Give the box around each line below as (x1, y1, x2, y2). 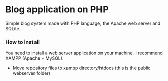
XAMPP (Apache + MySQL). (5, 55, 64, 61)
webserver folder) (12, 70, 51, 76)
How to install (5, 38, 40, 45)
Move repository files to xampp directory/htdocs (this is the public (12, 65, 151, 71)
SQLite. (5, 25, 21, 31)
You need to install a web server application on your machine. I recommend (5, 50, 163, 56)
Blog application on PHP (5, 4, 109, 15)
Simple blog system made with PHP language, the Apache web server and (5, 20, 161, 26)
